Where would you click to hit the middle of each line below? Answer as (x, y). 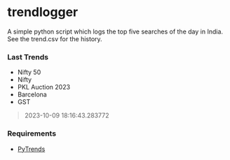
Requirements (32, 133)
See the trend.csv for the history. (55, 38)
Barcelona (32, 94)
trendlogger (43, 12)
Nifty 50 (29, 72)
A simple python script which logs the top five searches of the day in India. (115, 31)
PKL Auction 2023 (44, 87)
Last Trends (28, 57)
